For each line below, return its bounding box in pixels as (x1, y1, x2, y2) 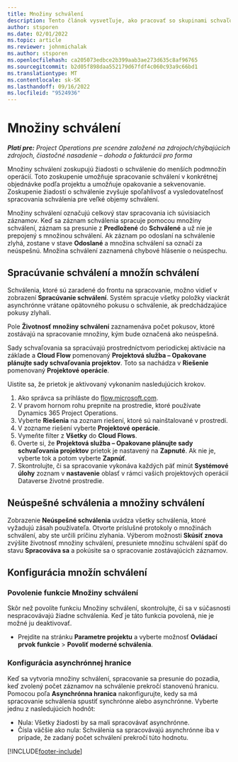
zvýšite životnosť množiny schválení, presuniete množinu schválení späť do (7, 539, 228, 547)
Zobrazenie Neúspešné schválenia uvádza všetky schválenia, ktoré (7, 516, 207, 524)
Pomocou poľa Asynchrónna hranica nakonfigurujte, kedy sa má (7, 689, 198, 697)
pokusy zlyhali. (7, 308, 52, 316)
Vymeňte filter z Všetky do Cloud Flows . (17, 431, 137, 440)
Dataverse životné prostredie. (17, 476, 104, 485)
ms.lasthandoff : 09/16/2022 (7, 83, 91, 90)
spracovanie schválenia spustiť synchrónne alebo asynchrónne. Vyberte (7, 697, 218, 705)
